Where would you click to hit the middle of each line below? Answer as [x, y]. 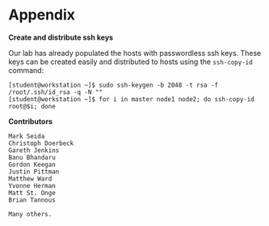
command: [26, 70]
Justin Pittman [34, 172]
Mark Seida [27, 136]
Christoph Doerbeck [41, 143]
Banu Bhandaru [32, 157]
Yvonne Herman [32, 185]
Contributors [31, 121]
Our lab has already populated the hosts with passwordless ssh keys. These [135, 53]
